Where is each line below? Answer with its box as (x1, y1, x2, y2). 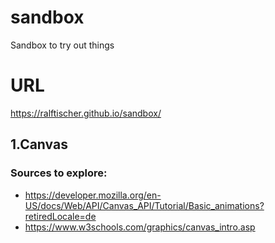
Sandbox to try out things (10, 39, 115, 51)
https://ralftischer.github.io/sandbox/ (10, 107, 162, 119)
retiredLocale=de (24, 210, 97, 222)
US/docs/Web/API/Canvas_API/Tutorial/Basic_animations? (24, 199, 265, 211)
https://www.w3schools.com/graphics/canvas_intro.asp (24, 221, 256, 233)
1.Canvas (10, 136, 68, 153)
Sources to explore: (10, 166, 108, 180)
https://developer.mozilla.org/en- (24, 189, 162, 201)
